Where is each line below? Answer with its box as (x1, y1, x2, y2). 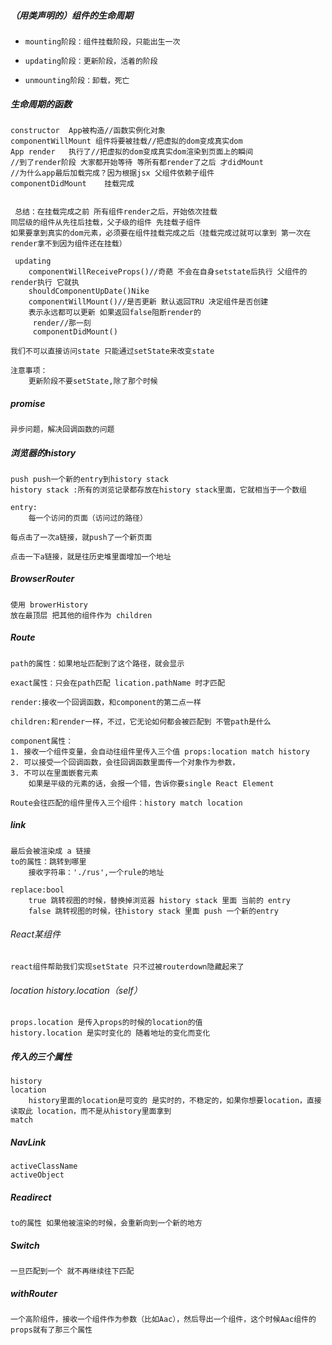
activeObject (10, 1170, 65, 1180)
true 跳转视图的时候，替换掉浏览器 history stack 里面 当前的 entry (28, 895, 291, 905)
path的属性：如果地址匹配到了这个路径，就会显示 (10, 658, 185, 669)
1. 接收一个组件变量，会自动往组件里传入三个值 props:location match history (10, 746, 310, 757)
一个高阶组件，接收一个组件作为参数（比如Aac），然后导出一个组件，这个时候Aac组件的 (10, 1315, 317, 1325)
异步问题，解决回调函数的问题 (10, 424, 115, 434)
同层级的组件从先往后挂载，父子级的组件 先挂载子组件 (10, 217, 202, 227)
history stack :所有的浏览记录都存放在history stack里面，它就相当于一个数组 (10, 485, 307, 495)
